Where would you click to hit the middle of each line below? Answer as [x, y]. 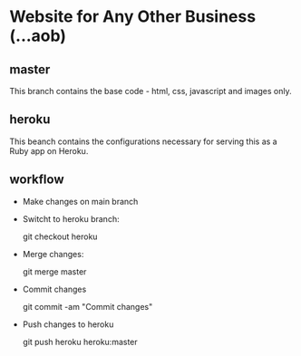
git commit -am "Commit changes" [87, 306]
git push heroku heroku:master [80, 342]
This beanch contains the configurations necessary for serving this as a [144, 141]
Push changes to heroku [68, 324]
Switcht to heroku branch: [71, 218]
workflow [37, 180]
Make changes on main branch [80, 201]
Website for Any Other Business [133, 17]
